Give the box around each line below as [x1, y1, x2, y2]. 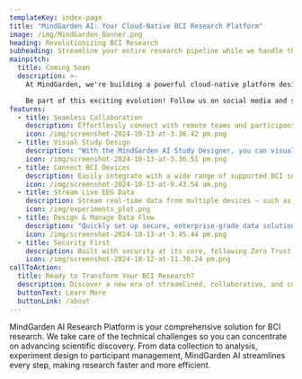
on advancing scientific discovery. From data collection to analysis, [9, 340, 258, 351]
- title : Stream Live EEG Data [17, 188, 135, 198]
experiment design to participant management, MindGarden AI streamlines [9, 349, 286, 360]
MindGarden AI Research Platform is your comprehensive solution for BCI [9, 321, 281, 332]
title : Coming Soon [17, 64, 91, 73]
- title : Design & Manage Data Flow [17, 213, 155, 222]
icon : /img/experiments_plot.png [25, 205, 151, 214]
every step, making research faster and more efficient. [9, 359, 211, 370]
